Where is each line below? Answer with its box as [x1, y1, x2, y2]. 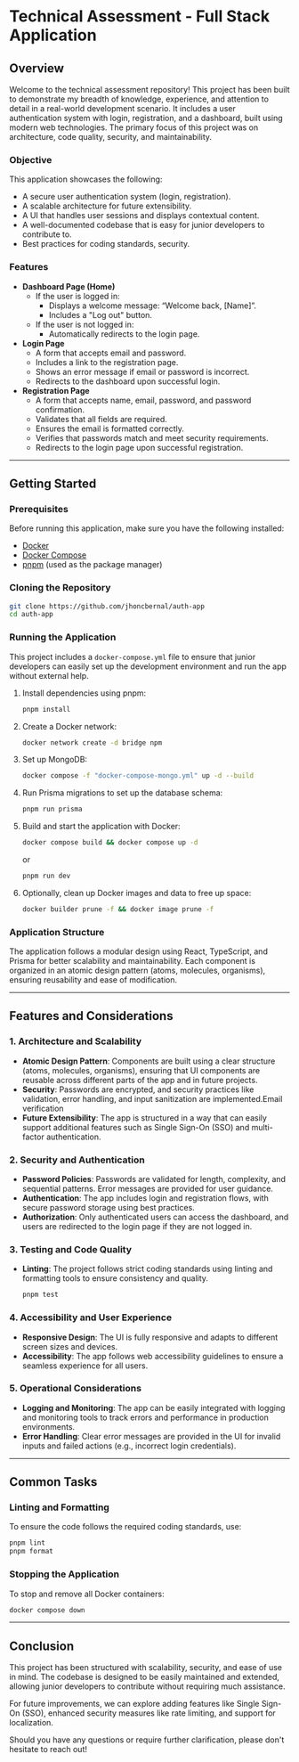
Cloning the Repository [9, 582, 111, 594]
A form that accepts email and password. [35, 347, 187, 358]
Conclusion [9, 1638, 75, 1653]
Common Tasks [9, 1474, 98, 1489]
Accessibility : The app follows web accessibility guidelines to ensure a [21, 1350, 284, 1361]
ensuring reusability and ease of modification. [9, 975, 178, 985]
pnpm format [9, 1547, 53, 1556]
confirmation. [35, 404, 85, 415]
